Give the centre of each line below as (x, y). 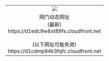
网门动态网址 (55, 17)
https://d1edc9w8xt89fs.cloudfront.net (55, 31)
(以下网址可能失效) (55, 44)
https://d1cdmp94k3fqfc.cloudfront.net (55, 51)
